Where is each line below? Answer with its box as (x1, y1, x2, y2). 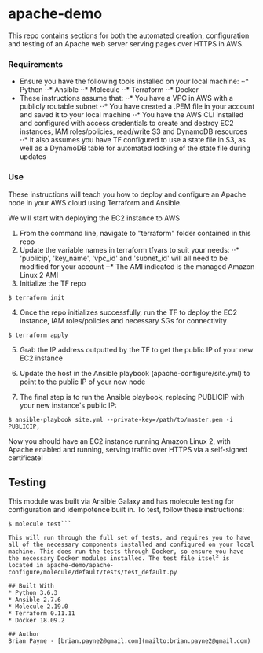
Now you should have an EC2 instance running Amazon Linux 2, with (8, 436, 232, 445)
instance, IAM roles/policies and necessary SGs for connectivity (19, 315, 228, 325)
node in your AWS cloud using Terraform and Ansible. (8, 197, 182, 207)
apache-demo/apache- (46, 562, 114, 570)
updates (19, 152, 47, 161)
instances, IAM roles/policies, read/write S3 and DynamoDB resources (19, 127, 247, 136)
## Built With (8, 582, 55, 590)
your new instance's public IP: (19, 400, 118, 410)
